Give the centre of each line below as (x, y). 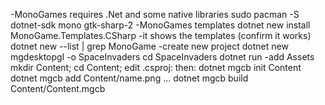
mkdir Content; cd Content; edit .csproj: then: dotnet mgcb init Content (156, 67)
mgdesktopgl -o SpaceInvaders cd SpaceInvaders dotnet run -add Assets (162, 57)
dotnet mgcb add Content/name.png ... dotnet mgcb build (129, 78)
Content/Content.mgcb (58, 88)
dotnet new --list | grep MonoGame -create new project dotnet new (149, 46)
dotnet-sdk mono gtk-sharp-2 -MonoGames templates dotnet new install (160, 25)
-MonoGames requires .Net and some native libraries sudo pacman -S (155, 14)
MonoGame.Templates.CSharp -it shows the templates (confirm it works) (161, 35)
